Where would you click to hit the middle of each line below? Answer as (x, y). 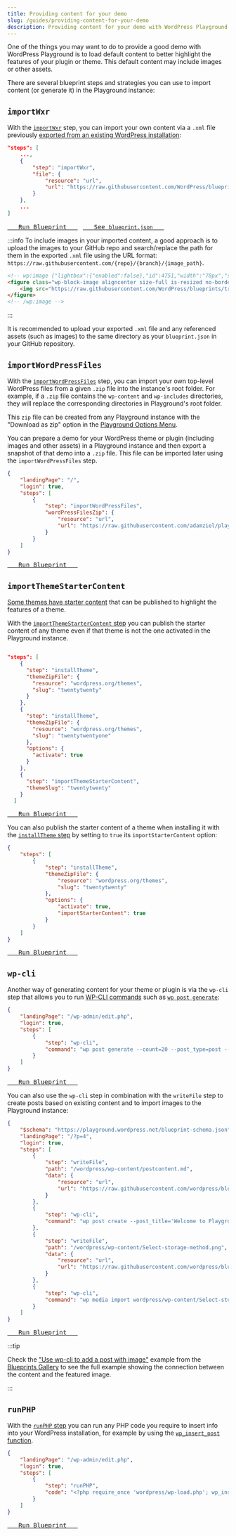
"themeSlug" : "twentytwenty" (68, 788)
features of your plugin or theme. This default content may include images (115, 62)
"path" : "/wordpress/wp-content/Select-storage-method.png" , (136, 1247)
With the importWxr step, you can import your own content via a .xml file (111, 128)
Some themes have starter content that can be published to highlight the (112, 602)
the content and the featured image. (59, 1374)
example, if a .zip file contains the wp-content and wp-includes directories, (115, 396)
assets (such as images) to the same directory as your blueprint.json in (112, 336)
